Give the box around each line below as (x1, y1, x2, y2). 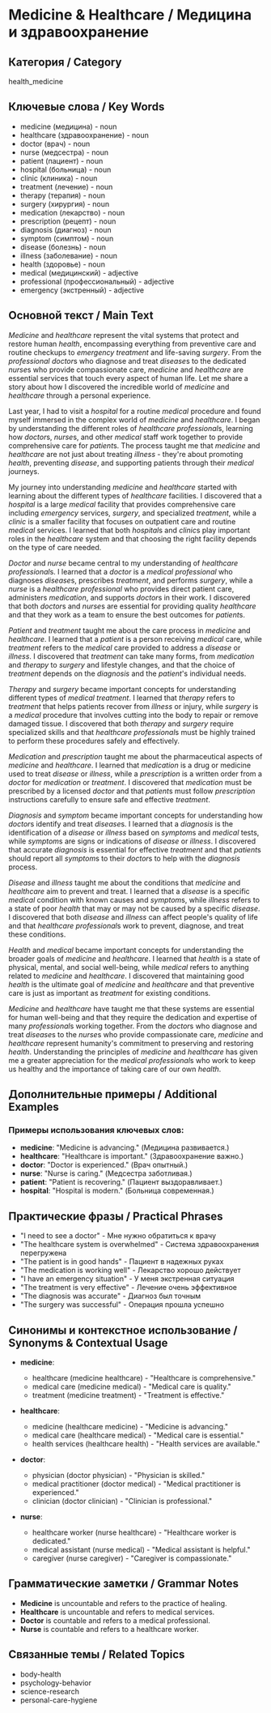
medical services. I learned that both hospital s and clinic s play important (8, 525, 251, 535)
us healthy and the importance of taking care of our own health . (8, 1064, 222, 1074)
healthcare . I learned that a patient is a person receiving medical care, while (8, 634, 263, 643)
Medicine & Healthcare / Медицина (8, 6, 252, 24)
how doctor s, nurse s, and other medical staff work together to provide (8, 432, 243, 442)
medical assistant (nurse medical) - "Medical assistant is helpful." (32, 1544, 251, 1554)
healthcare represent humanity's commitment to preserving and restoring (8, 1038, 254, 1048)
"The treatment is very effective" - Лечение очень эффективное (19, 1283, 237, 1292)
